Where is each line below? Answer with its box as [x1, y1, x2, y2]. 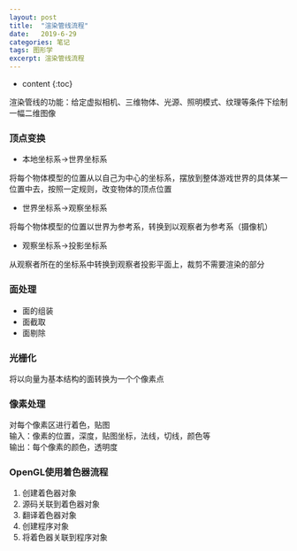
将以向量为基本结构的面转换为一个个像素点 [9, 373, 164, 384]
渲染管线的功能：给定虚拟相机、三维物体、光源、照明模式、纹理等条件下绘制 [9, 97, 288, 107]
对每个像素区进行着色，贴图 [9, 420, 110, 431]
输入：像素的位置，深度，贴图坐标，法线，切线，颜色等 [9, 431, 210, 441]
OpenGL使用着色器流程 [9, 466, 109, 478]
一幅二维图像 [9, 108, 56, 118]
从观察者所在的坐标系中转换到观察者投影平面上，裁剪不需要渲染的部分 [9, 259, 265, 270]
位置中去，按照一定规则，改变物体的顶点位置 [9, 183, 172, 195]
